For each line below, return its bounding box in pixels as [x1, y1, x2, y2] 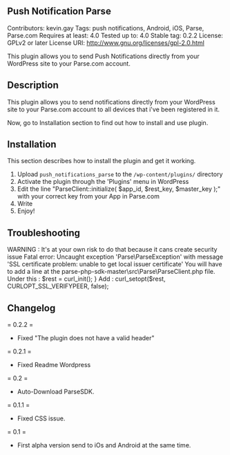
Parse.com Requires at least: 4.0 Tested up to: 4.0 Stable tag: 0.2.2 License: [7, 31, 223, 39]
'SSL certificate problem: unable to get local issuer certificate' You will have [7, 260, 222, 268]
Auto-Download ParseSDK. [17, 387, 95, 396]
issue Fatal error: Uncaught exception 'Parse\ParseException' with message [7, 252, 223, 261]
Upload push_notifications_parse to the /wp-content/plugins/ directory [17, 170, 223, 178]
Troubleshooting [7, 227, 81, 239]
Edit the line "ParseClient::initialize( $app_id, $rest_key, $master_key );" [17, 185, 221, 193]
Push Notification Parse [7, 6, 112, 17]
